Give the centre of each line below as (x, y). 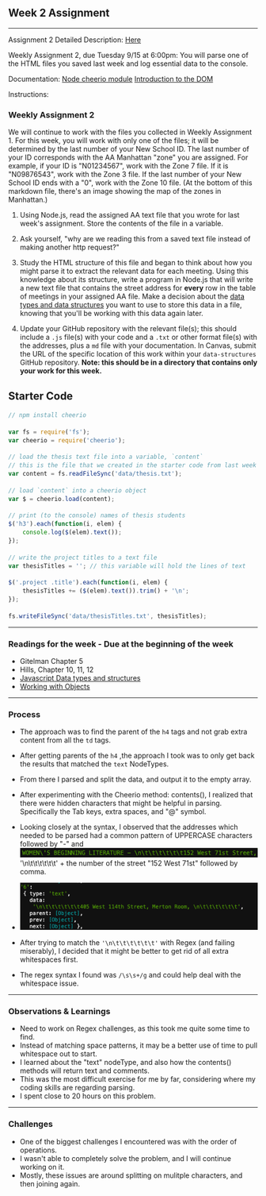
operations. (38, 1150)
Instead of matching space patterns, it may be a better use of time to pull (139, 1046)
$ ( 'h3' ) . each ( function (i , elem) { (65, 524)
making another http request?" (70, 247)
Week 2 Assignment (59, 13)
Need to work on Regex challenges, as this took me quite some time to (135, 1028)
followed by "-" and (51, 844)
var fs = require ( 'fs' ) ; (49, 432)
